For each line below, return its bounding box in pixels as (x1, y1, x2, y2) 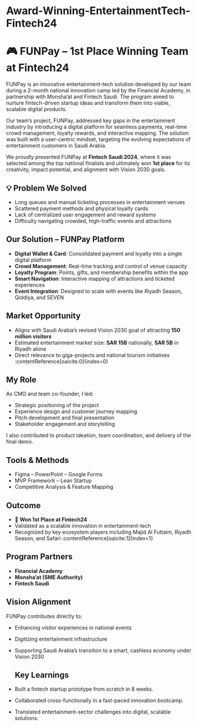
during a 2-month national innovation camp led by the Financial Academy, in (6, 87, 191, 94)
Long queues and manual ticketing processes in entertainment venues (14, 198, 185, 205)
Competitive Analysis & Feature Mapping (14, 484, 113, 491)
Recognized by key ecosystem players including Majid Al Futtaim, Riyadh (14, 528, 192, 535)
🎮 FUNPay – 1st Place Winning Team (6, 45, 189, 58)
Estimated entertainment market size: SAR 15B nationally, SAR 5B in (14, 339, 179, 346)
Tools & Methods (6, 455, 69, 465)
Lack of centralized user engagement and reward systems (14, 211, 156, 218)
